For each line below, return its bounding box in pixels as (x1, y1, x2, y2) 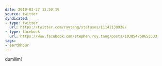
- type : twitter (5, 20, 38, 26)
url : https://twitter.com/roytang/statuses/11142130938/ (9, 25, 127, 30)
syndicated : (5, 16, 29, 21)
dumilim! (5, 56, 22, 62)
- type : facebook (5, 29, 40, 34)
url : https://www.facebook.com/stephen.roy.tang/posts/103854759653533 (9, 34, 158, 39)
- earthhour (5, 43, 29, 48)
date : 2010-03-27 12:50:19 (5, 7, 60, 12)
